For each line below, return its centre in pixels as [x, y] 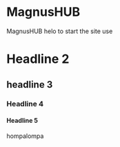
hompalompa [25, 136]
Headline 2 [38, 59]
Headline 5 [22, 121]
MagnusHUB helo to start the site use [60, 31]
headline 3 [30, 85]
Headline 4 [25, 104]
